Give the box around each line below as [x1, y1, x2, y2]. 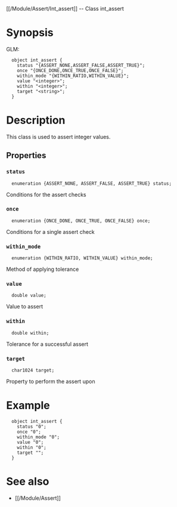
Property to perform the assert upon [6, 378, 95, 385]
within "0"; [17, 444, 46, 450]
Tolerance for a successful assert [6, 340, 88, 348]
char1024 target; [11, 367, 55, 373]
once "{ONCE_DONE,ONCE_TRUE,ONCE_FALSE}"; [17, 67, 124, 73]
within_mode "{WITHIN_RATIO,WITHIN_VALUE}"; [17, 73, 129, 79]
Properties [6, 150, 46, 160]
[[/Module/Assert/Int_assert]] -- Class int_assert [6, 5, 124, 12]
